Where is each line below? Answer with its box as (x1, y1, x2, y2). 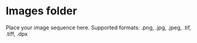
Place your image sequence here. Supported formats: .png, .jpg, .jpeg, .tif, (5, 24, 192, 31)
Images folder (5, 4, 77, 18)
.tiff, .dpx (5, 30, 28, 37)
